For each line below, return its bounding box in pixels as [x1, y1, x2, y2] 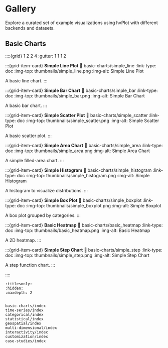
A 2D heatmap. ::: [5, 237, 41, 243]
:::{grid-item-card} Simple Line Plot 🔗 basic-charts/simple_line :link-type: [5, 62, 156, 68]
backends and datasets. [5, 25, 55, 31]
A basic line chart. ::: [5, 77, 48, 83]
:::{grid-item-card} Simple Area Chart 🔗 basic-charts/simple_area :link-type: [5, 142, 163, 148]
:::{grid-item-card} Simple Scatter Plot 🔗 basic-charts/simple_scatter [5, 112, 148, 118]
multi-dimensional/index [5, 325, 57, 330]
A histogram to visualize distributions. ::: [5, 187, 88, 193]
